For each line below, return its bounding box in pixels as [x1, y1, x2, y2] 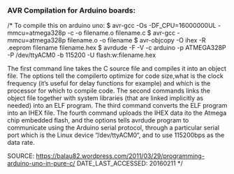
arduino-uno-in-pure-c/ [7, 159, 75, 168]
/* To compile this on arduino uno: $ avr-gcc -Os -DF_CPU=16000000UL [7, 22, 217, 30]
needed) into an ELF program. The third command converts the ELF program [7, 102, 228, 110]
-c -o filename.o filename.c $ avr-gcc [67, 29, 176, 37]
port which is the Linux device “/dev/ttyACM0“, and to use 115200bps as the [7, 131, 225, 139]
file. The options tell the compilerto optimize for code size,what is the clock [7, 72, 224, 80]
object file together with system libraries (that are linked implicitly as [7, 94, 204, 102]
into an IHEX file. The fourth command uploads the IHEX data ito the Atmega [7, 109, 227, 117]
